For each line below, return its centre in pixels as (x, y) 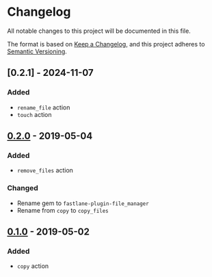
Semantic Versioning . (37, 51)
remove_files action (45, 170)
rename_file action (43, 107)
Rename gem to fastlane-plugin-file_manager (83, 203)
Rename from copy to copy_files (63, 210)
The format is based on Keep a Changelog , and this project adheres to (106, 44)
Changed (23, 188)
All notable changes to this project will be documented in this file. (99, 31)
